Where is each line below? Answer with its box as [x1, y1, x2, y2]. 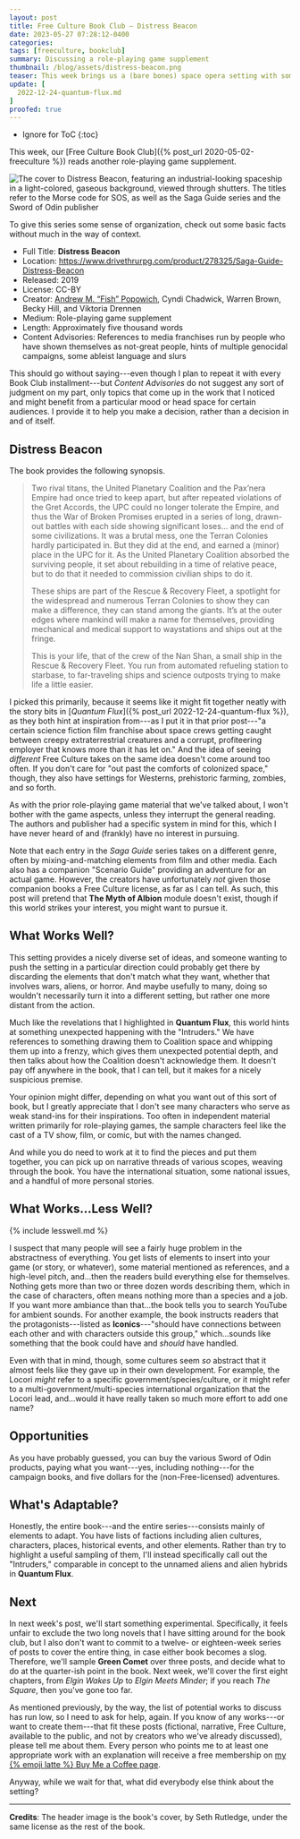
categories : [9, 38, 54, 47]
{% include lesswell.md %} [9, 1225, 109, 1236]
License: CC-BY [21, 284, 82, 295]
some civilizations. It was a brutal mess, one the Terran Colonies [30, 530, 269, 542]
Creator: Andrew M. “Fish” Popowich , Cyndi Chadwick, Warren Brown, [21, 294, 281, 304]
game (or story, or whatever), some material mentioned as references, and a [9, 1262, 290, 1272]
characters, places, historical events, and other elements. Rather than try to [9, 1540, 287, 1551]
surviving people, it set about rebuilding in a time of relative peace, [30, 559, 277, 569]
